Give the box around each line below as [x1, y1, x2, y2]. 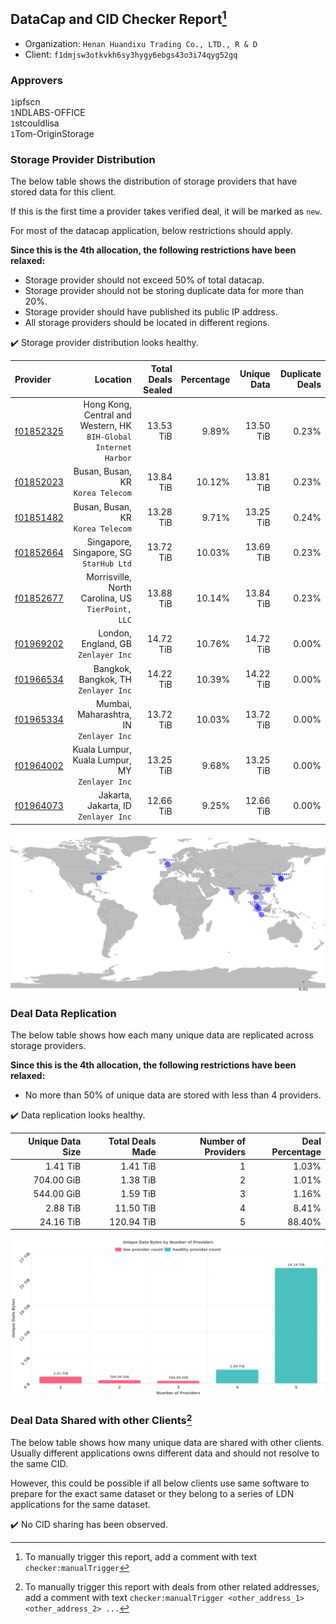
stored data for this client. [10, 186, 117, 198]
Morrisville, [86, 571, 132, 583]
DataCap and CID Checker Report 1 [10, 8, 227, 28]
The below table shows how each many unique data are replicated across [10, 1029, 314, 1041]
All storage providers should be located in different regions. [24, 317, 270, 329]
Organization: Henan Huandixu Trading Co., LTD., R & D [24, 37, 258, 49]
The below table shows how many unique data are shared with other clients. [10, 1437, 325, 1449]
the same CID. [10, 1458, 69, 1470]
